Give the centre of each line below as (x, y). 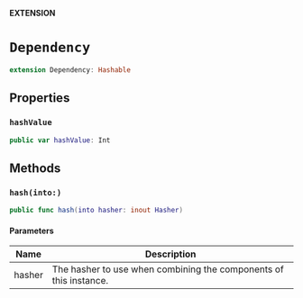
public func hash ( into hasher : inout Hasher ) (96, 211)
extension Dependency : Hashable (70, 70)
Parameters (32, 230)
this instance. (80, 281)
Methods (35, 168)
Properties (40, 98)
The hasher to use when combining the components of (168, 269)
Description (170, 254)
